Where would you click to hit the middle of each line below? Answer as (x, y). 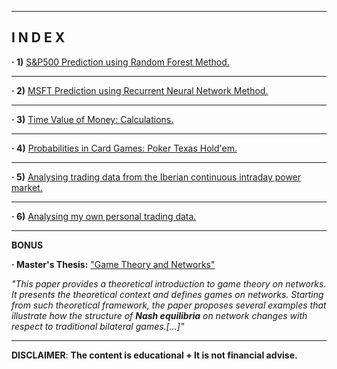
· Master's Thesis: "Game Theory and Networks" (113, 264)
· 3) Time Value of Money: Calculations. (92, 119)
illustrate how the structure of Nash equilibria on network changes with (159, 315)
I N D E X (38, 37)
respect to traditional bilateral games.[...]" (98, 326)
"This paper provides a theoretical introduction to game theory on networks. (169, 283)
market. (27, 187)
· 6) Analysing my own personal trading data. (104, 216)
